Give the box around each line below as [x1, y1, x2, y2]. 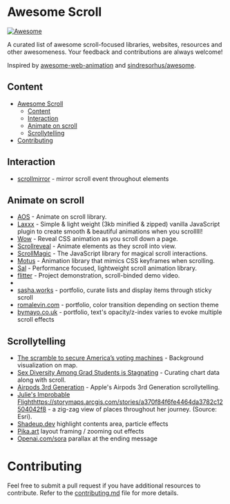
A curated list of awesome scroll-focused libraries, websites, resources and [7, 40, 222, 48]
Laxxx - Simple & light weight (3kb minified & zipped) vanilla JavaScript [17, 220, 220, 229]
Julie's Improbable [17, 391, 70, 399]
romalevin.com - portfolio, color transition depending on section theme [17, 301, 219, 309]
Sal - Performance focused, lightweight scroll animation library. [17, 264, 198, 273]
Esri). [17, 412, 32, 421]
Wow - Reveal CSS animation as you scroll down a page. [17, 235, 178, 243]
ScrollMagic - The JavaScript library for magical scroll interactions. [17, 249, 208, 258]
